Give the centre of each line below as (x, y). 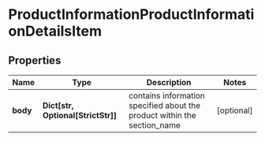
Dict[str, (58, 106)
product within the (162, 115)
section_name (155, 125)
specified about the (165, 106)
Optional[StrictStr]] (79, 115)
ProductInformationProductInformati (131, 15)
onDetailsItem (55, 31)
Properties (35, 60)
